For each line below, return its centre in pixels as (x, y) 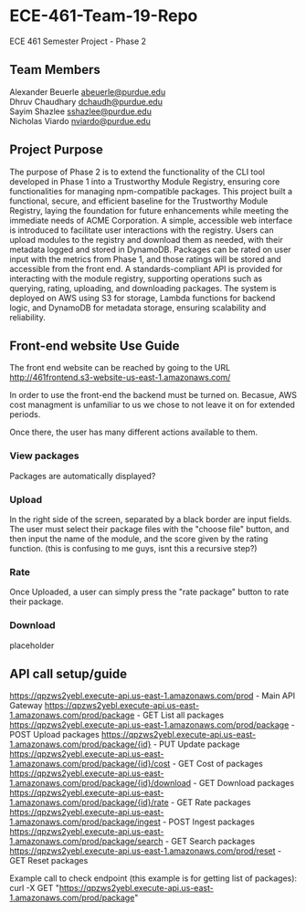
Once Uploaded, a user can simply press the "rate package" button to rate (149, 592)
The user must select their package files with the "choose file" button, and (149, 529)
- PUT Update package (196, 744)
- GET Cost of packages (217, 764)
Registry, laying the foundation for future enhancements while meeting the (149, 210)
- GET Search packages (210, 842)
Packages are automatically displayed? (83, 476)
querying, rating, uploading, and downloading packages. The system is (143, 288)
